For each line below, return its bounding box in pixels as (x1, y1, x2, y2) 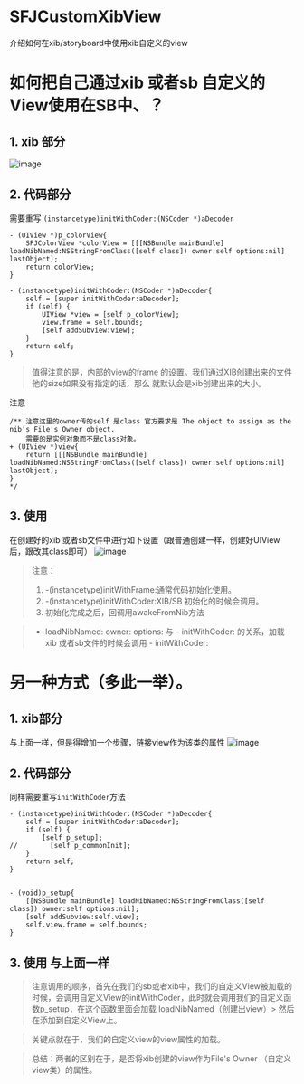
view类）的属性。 (31, 1065, 98, 1076)
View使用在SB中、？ (9, 95, 165, 116)
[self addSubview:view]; (42, 326, 136, 335)
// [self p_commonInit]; (9, 842, 131, 851)
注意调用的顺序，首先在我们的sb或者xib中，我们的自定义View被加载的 (31, 981, 292, 992)
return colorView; (25, 262, 95, 271)
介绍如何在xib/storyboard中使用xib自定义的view (9, 37, 188, 48)
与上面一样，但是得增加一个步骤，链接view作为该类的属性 (9, 737, 225, 747)
